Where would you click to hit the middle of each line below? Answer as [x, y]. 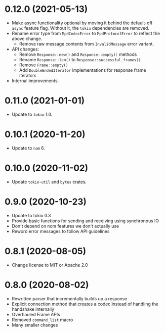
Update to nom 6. [28, 148]
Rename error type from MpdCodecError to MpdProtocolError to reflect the [86, 33]
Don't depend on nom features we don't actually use [65, 226]
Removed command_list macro [42, 320]
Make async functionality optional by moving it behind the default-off [82, 23]
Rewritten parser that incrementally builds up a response [69, 298]
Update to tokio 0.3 [31, 215]
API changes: [25, 49]
